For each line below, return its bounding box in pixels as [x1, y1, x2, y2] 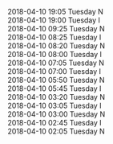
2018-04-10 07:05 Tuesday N [7, 58, 105, 68]
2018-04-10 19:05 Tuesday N [7, 7, 103, 16]
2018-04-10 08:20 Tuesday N [7, 41, 106, 51]
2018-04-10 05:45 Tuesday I [7, 84, 102, 93]
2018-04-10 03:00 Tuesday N [7, 109, 106, 119]
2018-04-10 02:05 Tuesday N [7, 126, 105, 136]
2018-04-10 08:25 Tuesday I [7, 32, 102, 42]
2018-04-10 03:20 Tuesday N [7, 93, 106, 101]
